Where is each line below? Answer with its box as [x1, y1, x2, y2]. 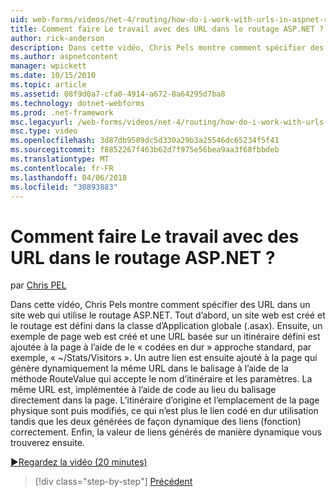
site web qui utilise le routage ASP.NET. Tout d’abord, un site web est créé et [10, 309, 326, 321]
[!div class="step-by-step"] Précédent [34, 476, 193, 488]
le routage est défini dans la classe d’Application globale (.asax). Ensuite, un [10, 320, 323, 332]
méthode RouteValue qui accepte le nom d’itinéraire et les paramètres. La [10, 373, 313, 385]
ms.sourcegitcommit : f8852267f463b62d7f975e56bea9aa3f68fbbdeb [10, 145, 280, 155]
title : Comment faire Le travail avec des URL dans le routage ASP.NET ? [10, 24, 325, 34]
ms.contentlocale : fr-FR [10, 163, 114, 173]
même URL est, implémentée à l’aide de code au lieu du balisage [10, 384, 277, 396]
